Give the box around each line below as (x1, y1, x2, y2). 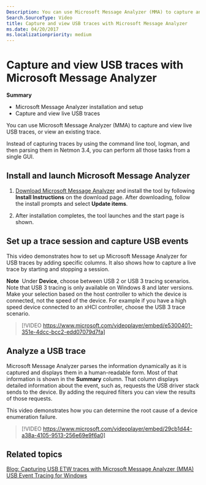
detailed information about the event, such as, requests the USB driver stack (6, 382, 199, 389)
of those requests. (6, 394, 53, 402)
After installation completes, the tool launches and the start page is (15, 212, 185, 219)
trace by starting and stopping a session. (6, 265, 110, 273)
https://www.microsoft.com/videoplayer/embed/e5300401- (42, 321, 193, 329)
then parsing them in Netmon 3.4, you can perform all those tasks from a (6, 146, 190, 154)
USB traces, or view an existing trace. (6, 128, 101, 135)
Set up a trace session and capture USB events (6, 236, 189, 247)
